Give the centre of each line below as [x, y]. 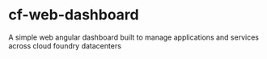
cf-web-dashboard [74, 15]
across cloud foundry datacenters [65, 45]
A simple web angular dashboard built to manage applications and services [133, 37]
